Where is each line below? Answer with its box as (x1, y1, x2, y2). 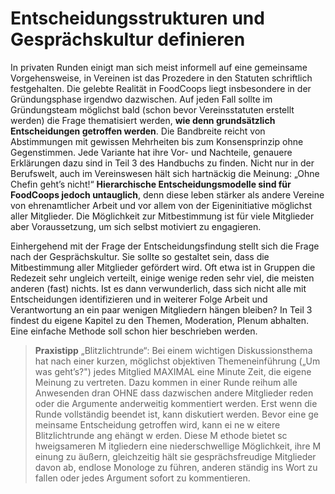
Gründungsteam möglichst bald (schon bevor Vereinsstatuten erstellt (10, 103, 295, 116)
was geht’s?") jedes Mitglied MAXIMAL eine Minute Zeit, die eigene (34, 365, 312, 377)
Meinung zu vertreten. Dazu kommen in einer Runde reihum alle (34, 376, 298, 388)
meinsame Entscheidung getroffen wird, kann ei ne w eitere (34, 418, 281, 431)
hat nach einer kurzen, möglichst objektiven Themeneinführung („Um (34, 355, 321, 367)
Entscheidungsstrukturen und (10, 7, 265, 30)
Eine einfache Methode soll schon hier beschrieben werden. (10, 325, 258, 337)
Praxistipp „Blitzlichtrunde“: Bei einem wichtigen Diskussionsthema (34, 344, 313, 356)
